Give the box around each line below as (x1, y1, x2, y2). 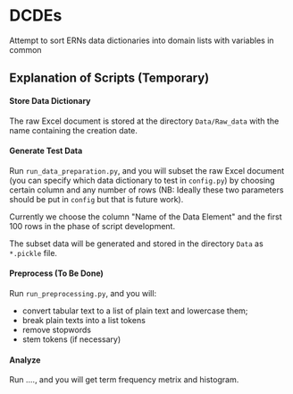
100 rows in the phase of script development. (9, 220, 176, 231)
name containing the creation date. (9, 124, 138, 135)
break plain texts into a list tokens (21, 314, 146, 325)
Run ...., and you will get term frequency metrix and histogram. (9, 374, 239, 385)
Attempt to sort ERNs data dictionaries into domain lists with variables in (9, 35, 274, 46)
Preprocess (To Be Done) (9, 268, 105, 278)
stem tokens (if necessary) (21, 333, 121, 345)
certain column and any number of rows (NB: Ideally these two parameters (9, 184, 284, 195)
